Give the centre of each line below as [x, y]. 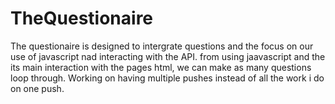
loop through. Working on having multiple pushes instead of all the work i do [167, 78]
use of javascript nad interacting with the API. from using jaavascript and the [168, 56]
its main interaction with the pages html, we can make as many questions [161, 67]
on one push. [37, 88]
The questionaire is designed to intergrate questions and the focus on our [162, 46]
